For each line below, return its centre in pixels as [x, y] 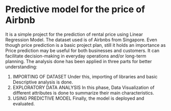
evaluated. [24, 103]
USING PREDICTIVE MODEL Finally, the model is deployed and [78, 98]
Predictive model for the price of [75, 9]
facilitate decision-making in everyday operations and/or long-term [76, 56]
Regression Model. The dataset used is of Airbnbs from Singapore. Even [81, 40]
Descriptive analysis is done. [43, 82]
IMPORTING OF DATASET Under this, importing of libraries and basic [85, 76]
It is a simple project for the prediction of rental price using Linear [74, 34]
